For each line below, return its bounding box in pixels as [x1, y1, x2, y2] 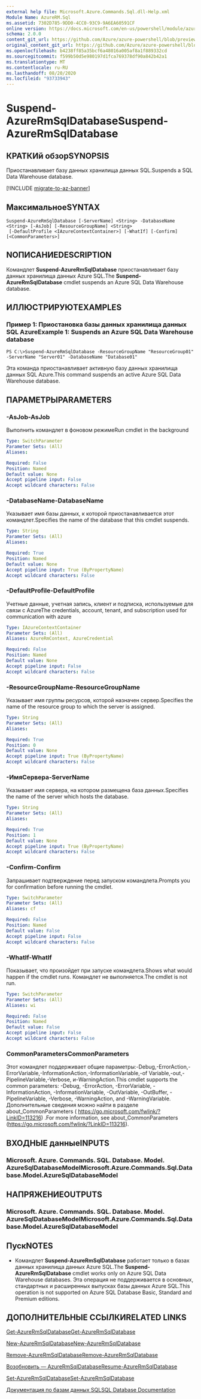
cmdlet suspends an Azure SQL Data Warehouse [63, 278, 184, 285]
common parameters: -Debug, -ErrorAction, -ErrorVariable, [6, 1082, 152, 1090]
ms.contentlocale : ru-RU [6, 64, 68, 71]
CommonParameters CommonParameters [6, 1049, 130, 1058]
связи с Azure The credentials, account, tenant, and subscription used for [6, 606, 187, 613]
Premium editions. [14, 1295, 60, 1302]
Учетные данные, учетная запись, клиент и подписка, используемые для [6, 600, 193, 607]
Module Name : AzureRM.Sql [6, 14, 71, 20]
